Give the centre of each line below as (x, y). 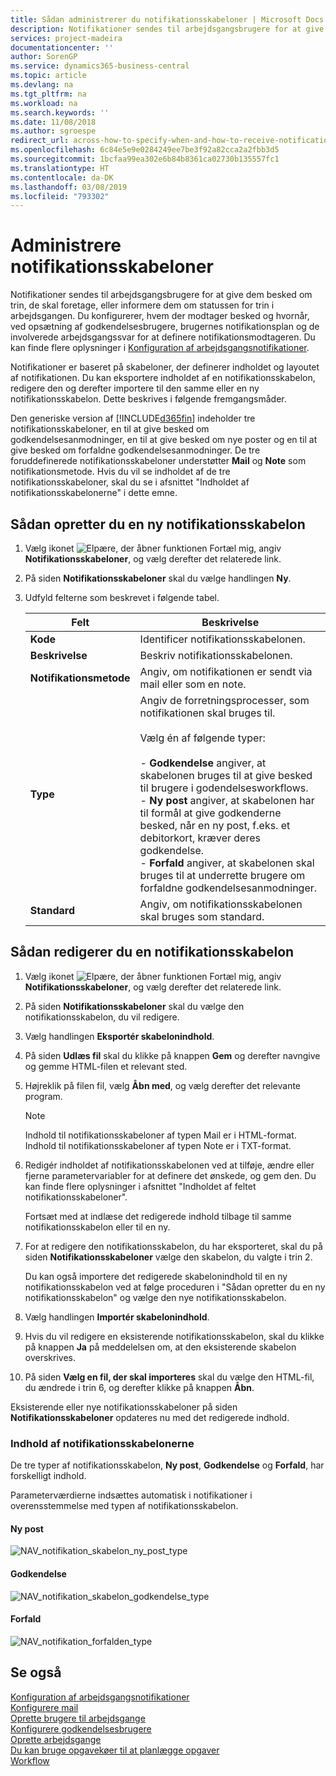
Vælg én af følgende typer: (202, 738)
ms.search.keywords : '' (60, 112)
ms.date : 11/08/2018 (53, 122)
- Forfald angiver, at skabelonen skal (227, 863)
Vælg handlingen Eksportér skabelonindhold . (119, 1036)
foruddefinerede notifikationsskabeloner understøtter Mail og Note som (158, 461)
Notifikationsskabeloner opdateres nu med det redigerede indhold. (150, 1417)
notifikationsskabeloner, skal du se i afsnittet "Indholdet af (130, 482)
